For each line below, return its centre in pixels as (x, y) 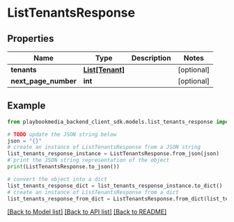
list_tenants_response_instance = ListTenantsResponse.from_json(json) (113, 154)
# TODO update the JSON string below (62, 134)
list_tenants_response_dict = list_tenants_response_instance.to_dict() (115, 186)
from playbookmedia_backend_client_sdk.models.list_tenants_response (110, 122)
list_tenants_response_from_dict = (59, 199)
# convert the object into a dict (57, 179)
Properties (31, 39)
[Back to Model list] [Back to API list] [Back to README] (87, 212)
